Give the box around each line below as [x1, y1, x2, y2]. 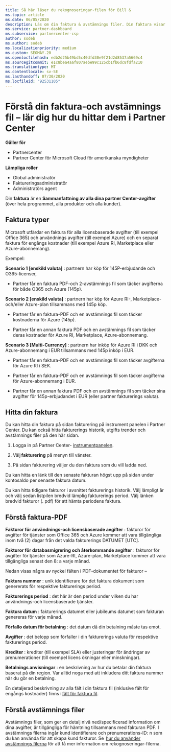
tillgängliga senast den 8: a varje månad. [5, 558, 90, 565]
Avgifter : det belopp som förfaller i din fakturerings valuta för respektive [5, 634, 158, 640]
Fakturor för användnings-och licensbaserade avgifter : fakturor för [5, 527, 151, 533]
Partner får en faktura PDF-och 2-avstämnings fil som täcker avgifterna [12, 280, 163, 287]
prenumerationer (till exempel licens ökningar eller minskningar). [5, 654, 141, 661]
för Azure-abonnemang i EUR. [12, 378, 77, 384]
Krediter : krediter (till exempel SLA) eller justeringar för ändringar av [5, 649, 151, 655]
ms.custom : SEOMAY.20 [5, 50, 52, 55]
